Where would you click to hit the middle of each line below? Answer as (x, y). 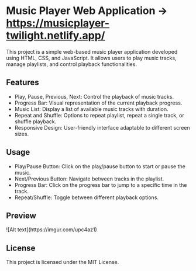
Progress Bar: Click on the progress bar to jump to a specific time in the (101, 185)
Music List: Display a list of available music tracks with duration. (91, 109)
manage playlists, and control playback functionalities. (72, 64)
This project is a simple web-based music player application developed (92, 51)
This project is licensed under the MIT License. (63, 262)
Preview (21, 215)
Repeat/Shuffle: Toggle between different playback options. (87, 197)
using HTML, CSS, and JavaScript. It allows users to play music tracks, (91, 58)
